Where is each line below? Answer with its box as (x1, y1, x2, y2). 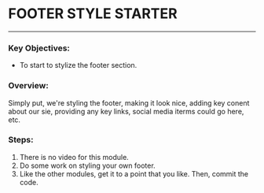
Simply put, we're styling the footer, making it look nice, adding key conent (8, 98, 250, 107)
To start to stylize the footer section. (19, 61, 137, 70)
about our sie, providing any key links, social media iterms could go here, (8, 106, 244, 116)
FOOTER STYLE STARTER (8, 5, 178, 23)
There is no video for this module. (19, 152, 130, 161)
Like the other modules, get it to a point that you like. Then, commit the (19, 169, 249, 178)
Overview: (8, 80, 49, 91)
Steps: (8, 135, 34, 146)
